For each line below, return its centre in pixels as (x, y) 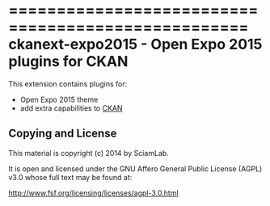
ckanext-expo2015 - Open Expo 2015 (135, 44)
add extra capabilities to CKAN (71, 108)
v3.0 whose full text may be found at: (70, 177)
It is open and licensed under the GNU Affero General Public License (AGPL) (135, 168)
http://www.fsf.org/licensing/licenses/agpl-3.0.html (94, 193)
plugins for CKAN (68, 62)
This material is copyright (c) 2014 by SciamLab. (89, 153)
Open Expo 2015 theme (59, 99)
